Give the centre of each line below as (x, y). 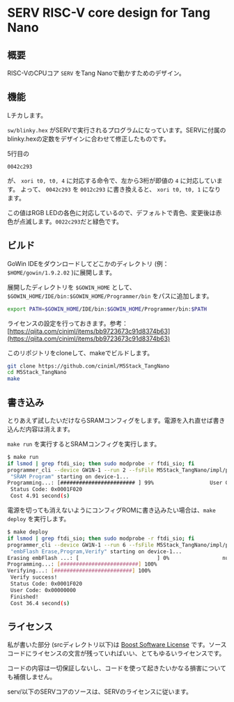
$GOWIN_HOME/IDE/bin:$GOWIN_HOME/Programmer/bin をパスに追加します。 (110, 296)
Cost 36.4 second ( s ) (40, 603)
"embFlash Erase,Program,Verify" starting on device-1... (96, 552)
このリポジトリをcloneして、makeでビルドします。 (80, 352)
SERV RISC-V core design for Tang (109, 13)
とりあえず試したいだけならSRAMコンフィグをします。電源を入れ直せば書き (116, 420)
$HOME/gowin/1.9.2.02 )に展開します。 (62, 272)
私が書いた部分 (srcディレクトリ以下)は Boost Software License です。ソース (117, 645)
